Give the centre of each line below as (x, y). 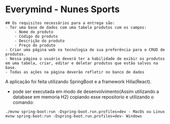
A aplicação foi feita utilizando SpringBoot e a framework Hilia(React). (78, 81)
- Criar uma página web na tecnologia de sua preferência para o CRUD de (85, 49)
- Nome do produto (34, 32)
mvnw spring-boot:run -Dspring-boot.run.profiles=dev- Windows (74, 116)
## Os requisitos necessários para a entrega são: (60, 23)
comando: (23, 102)
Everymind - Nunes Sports (63, 9)
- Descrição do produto (40, 41)
